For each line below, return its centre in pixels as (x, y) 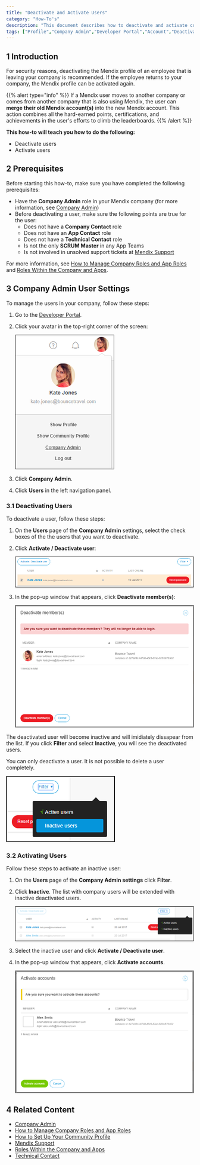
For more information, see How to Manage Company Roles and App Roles (96, 264)
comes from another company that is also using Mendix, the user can (91, 102)
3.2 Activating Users (37, 855)
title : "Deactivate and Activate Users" (57, 13)
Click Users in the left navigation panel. (63, 490)
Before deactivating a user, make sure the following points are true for (100, 214)
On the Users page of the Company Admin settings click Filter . (93, 880)
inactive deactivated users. (48, 898)
